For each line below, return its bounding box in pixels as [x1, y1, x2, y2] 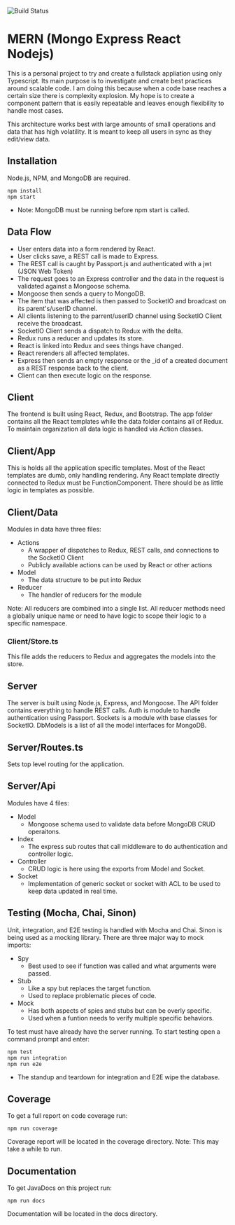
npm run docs [7, 1198, 45, 1205]
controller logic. [27, 850, 73, 858]
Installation [7, 155, 57, 167]
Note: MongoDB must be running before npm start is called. [17, 205, 190, 214]
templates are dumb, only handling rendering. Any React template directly [7, 471, 220, 480]
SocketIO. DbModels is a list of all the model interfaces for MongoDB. [7, 721, 207, 730]
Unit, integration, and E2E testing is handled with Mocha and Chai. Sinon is [7, 925, 222, 934]
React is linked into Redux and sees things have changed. [17, 341, 184, 349]
